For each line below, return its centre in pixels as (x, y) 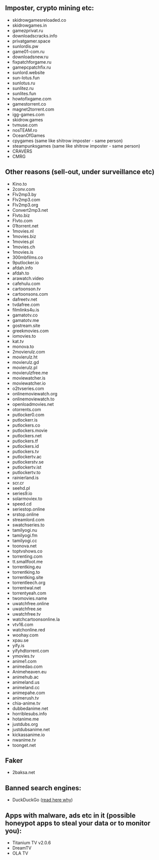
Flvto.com (22, 220)
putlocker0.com (28, 415)
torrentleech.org (29, 583)
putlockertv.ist (27, 467)
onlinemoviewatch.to (33, 399)
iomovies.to (24, 336)
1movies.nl (23, 231)
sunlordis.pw (25, 46)
